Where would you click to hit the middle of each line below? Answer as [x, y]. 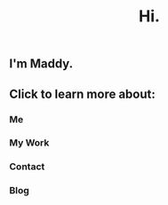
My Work [29, 143]
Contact [27, 167]
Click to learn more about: [82, 94]
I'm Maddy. [41, 64]
